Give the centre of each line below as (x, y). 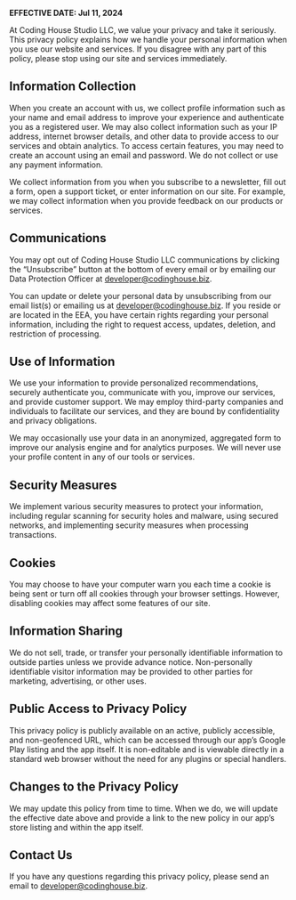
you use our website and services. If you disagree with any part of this (138, 49)
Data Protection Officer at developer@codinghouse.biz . (111, 279)
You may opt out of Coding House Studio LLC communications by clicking (144, 259)
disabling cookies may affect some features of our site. (110, 604)
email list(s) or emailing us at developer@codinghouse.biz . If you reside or (145, 305)
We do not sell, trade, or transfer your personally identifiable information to (146, 653)
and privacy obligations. (53, 421)
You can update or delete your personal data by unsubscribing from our (140, 296)
